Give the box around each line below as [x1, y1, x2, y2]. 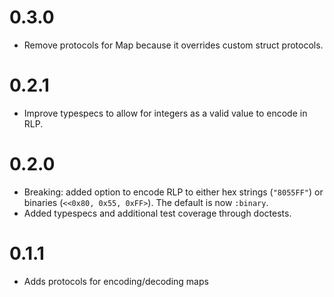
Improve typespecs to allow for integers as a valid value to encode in [23, 107, 308, 119]
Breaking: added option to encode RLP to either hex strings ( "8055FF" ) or [23, 186, 324, 198]
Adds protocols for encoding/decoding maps [23, 275, 209, 287]
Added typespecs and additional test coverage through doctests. [23, 207, 292, 219]
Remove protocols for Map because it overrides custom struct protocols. [23, 39, 324, 51]
